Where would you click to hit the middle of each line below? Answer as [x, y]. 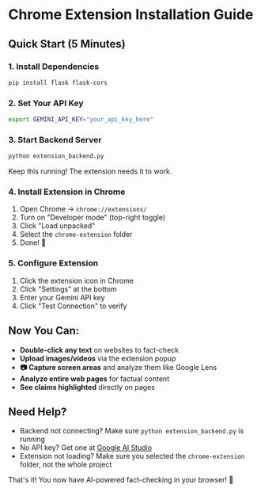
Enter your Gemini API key [62, 297]
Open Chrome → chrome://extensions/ [83, 209]
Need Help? [38, 412]
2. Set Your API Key [46, 103]
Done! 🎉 [32, 242]
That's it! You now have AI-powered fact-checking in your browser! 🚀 [121, 480]
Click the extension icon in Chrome [77, 280]
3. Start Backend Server [55, 139]
